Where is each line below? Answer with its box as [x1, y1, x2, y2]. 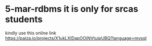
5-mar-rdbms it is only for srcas [5, 3, 138, 15]
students [5, 14, 43, 25]
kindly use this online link [5, 30, 57, 36]
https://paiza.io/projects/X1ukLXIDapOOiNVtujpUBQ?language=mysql [5, 35, 147, 41]
